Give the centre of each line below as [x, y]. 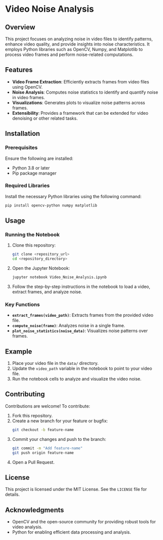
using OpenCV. [27, 87]
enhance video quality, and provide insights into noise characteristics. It [78, 44]
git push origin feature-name [43, 453]
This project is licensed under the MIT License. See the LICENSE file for [76, 489]
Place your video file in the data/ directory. [55, 363]
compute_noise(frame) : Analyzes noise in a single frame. [69, 326]
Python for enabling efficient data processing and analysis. [71, 532]
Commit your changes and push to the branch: [59, 439]
